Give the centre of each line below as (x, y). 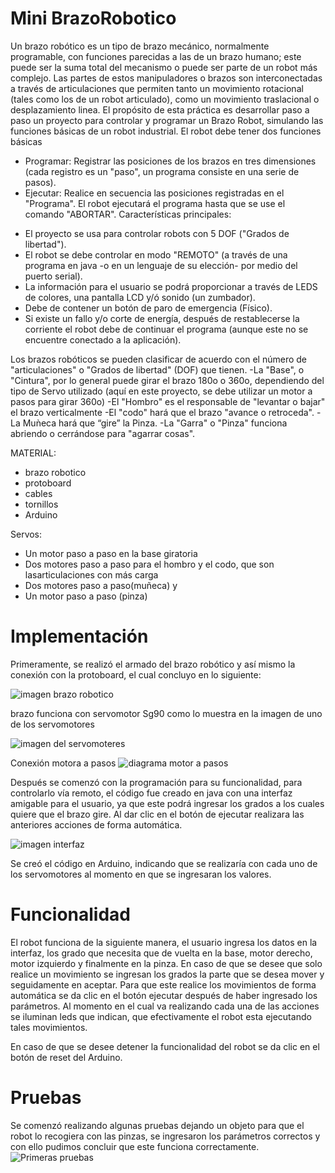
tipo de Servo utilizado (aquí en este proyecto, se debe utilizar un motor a (161, 391)
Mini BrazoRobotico (93, 18)
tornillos (41, 504)
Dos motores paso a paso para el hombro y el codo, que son (149, 564)
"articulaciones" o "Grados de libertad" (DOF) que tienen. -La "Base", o (157, 369)
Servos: (26, 534)
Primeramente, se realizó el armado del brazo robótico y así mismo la (153, 664)
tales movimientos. (49, 1027)
